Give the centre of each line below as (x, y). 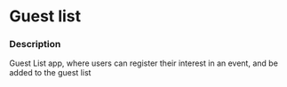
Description (35, 44)
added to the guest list (50, 73)
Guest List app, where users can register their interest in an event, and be (143, 63)
